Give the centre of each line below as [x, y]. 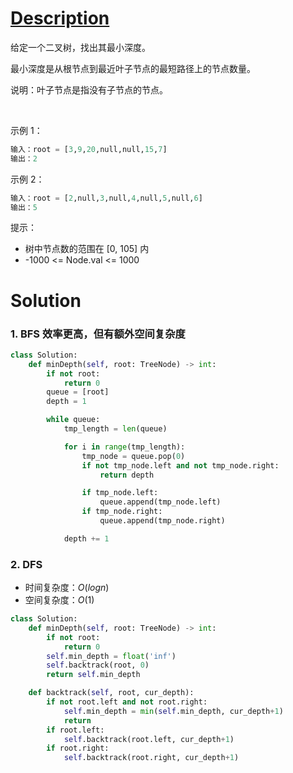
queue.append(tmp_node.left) [160, 502]
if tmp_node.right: [122, 512]
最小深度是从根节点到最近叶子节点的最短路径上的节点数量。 [133, 68]
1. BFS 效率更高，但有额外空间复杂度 [98, 334]
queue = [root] [78, 392]
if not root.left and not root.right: [127, 702]
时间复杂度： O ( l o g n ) [67, 588]
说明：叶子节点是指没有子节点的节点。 [89, 89]
